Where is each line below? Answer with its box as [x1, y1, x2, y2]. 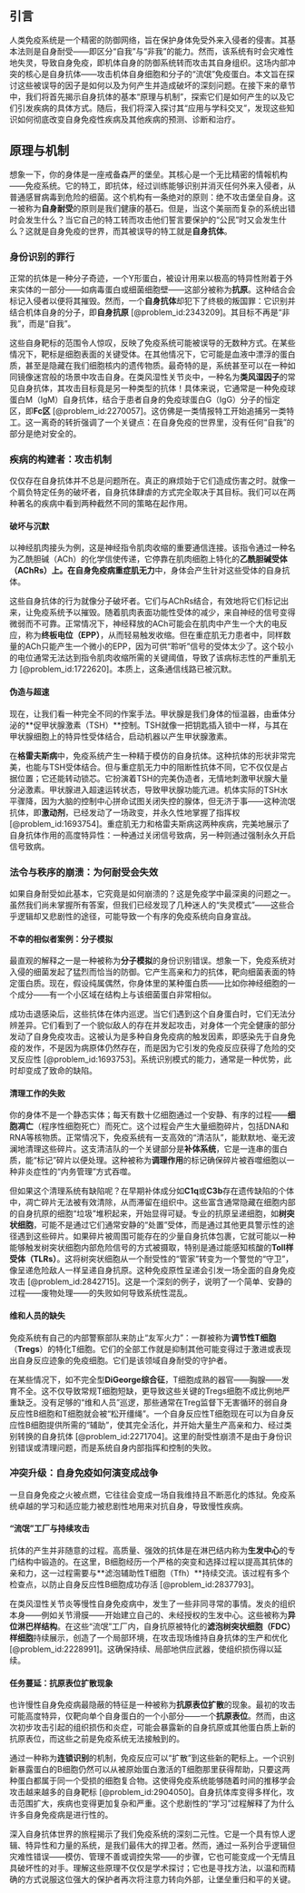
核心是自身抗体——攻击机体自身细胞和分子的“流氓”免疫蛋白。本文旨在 [25, 68, 288, 79]
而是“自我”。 [28, 318, 76, 329]
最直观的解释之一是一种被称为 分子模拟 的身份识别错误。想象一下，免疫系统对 [9, 956, 296, 966]
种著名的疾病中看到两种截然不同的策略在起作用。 [9, 498, 192, 509]
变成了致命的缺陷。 [25, 1065, 97, 1076]
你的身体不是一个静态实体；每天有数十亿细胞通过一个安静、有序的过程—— [9, 1110, 288, 1121]
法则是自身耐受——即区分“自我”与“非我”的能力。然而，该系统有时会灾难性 [16, 45, 294, 56]
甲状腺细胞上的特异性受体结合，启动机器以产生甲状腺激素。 [9, 731, 232, 741]
